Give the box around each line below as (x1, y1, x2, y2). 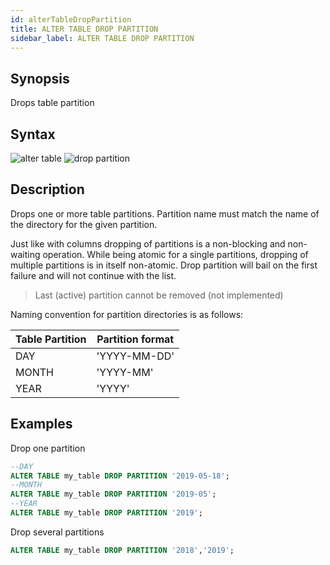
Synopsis (10, 70, 70, 87)
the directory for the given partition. (10, 218, 158, 230)
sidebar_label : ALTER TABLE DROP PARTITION (10, 33, 195, 43)
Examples (10, 416, 73, 433)
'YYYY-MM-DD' (96, 349, 175, 363)
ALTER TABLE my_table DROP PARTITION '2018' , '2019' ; (10, 545, 235, 555)
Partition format (96, 332, 175, 346)
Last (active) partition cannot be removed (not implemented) (34, 289, 284, 301)
